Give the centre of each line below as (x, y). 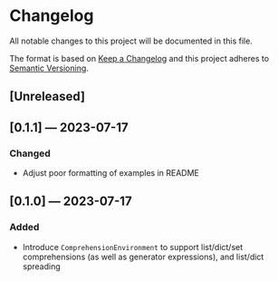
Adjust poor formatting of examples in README (110, 173)
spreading (41, 266)
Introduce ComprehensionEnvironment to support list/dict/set (133, 247)
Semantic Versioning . (49, 68)
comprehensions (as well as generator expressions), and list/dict (143, 257)
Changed (30, 153)
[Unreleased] (48, 97)
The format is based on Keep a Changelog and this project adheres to (139, 58)
